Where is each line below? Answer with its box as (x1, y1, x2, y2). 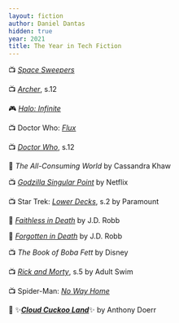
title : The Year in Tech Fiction (8, 42, 122, 50)
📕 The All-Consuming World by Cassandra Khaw (8, 161, 172, 171)
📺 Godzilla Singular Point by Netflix (8, 177, 129, 187)
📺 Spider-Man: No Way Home (8, 286, 110, 296)
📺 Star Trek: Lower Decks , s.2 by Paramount (8, 197, 159, 207)
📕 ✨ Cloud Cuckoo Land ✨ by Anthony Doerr (8, 305, 157, 315)
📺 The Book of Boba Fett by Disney (8, 247, 129, 257)
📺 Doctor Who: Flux (8, 123, 76, 133)
